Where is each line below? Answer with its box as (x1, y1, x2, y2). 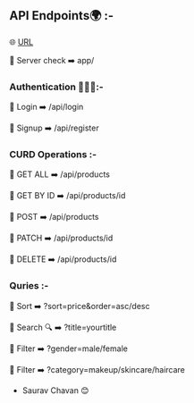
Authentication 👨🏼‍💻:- (9, 80, 105, 93)
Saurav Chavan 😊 (21, 384, 89, 396)
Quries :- (9, 280, 49, 292)
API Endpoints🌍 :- (9, 8, 114, 23)
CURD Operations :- (9, 148, 97, 161)
